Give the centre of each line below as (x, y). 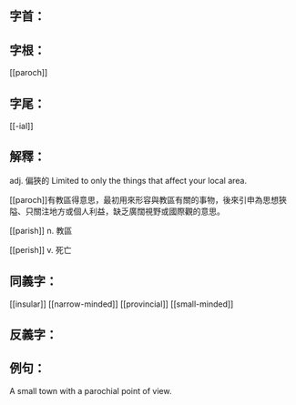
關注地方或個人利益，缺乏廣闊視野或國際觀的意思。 (129, 211)
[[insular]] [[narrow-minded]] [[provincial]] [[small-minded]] (122, 304)
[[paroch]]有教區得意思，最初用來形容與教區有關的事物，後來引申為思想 (144, 199)
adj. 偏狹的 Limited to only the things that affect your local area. (128, 180)
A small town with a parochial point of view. (91, 390)
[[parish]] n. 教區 (41, 230)
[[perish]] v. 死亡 (41, 249)
